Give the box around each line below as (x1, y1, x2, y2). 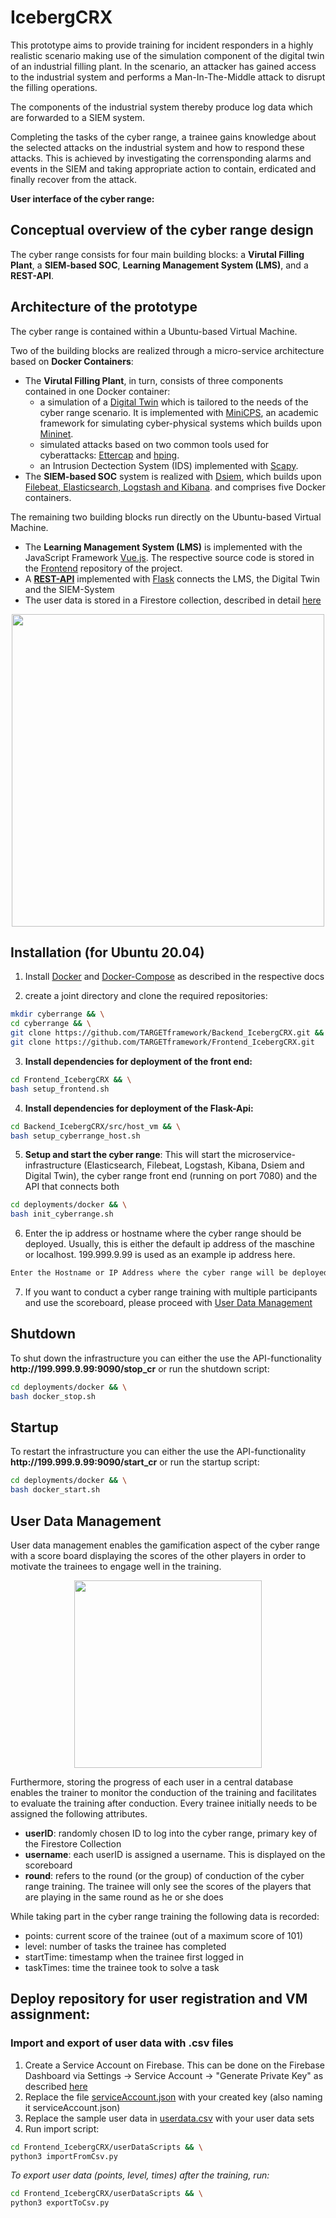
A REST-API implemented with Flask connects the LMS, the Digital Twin (24, 572, 320, 585)
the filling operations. (10, 81, 98, 93)
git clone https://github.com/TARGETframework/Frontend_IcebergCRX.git (10, 1037, 315, 1047)
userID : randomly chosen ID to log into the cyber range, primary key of (24, 1827, 318, 1839)
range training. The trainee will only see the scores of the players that (24, 1880, 312, 1892)
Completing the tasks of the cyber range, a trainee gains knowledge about (10, 131, 317, 143)
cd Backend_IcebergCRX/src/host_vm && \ (10, 1121, 182, 1131)
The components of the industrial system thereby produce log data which (10, 101, 313, 113)
